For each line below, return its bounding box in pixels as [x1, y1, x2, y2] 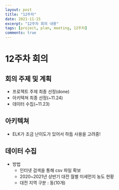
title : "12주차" [5, 12, 37, 17]
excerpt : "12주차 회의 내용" [5, 21, 59, 26]
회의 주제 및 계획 [5, 74, 52, 83]
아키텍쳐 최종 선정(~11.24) [12, 95, 63, 101]
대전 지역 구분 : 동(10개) [19, 180, 66, 186]
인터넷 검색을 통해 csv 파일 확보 [19, 167, 81, 173]
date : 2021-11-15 [5, 16, 41, 21]
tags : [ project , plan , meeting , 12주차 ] [5, 26, 87, 31]
